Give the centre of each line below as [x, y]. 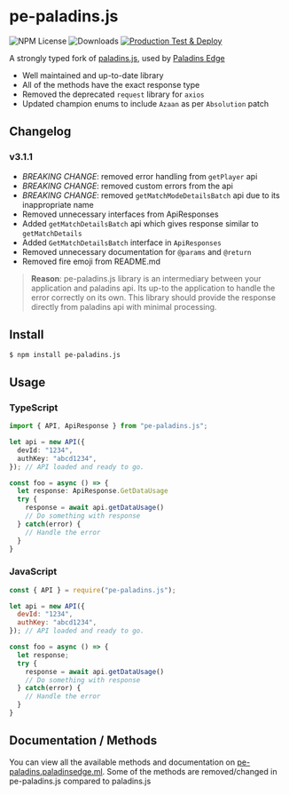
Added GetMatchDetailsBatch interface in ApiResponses [121, 242]
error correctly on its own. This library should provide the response [153, 297]
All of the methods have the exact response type [111, 84]
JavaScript [33, 572]
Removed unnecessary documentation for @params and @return [137, 251]
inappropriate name [58, 204]
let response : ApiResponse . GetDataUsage [93, 491]
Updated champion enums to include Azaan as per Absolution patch [145, 103]
